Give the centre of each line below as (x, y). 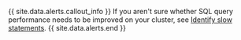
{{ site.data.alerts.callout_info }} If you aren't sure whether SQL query (121, 11)
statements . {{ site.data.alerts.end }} (67, 28)
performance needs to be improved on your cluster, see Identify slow (120, 20)
